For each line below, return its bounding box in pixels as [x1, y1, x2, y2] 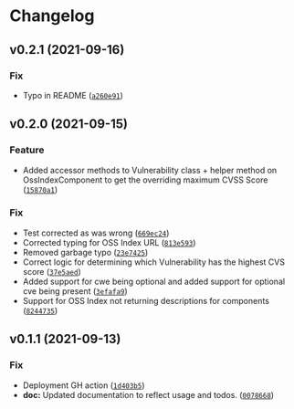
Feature [9, 143, 45, 156]
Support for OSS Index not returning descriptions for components [22, 295, 269, 306]
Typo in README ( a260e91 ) [22, 89, 123, 100]
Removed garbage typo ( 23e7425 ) [22, 246, 149, 257]
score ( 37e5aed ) [22, 266, 82, 277]
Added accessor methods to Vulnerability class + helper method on [22, 164, 278, 175]
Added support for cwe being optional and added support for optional [22, 276, 286, 287]
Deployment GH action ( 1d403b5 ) [22, 380, 145, 391]
